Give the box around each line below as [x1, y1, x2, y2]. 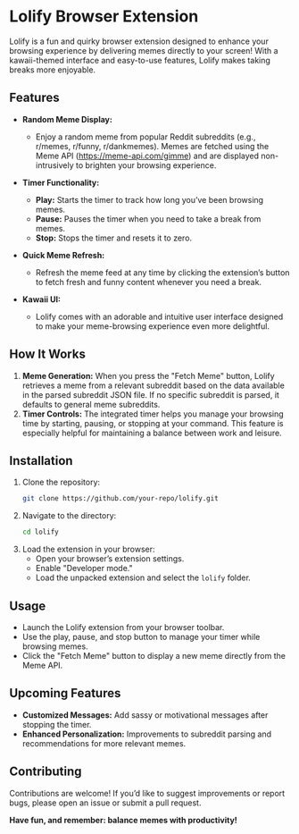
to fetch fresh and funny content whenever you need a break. [35, 276, 262, 287]
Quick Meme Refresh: [21, 249, 105, 260]
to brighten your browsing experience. [75, 159, 217, 171]
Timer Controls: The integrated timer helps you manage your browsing [21, 409, 284, 419]
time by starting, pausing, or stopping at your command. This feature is [21, 417, 284, 428]
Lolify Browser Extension [9, 6, 199, 27]
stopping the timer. [21, 719, 92, 729]
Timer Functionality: [21, 177, 100, 188]
